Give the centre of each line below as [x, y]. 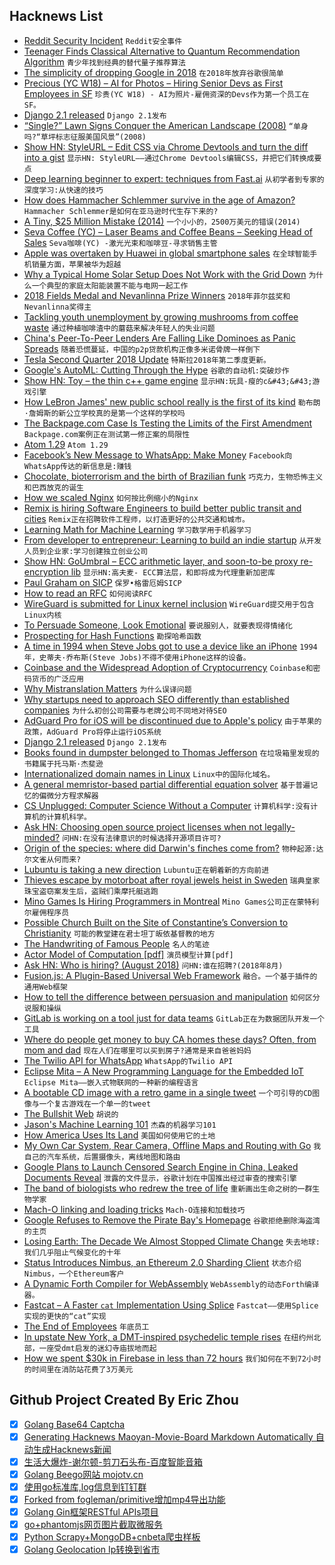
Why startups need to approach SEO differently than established [156, 699]
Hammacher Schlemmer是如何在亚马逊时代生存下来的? [121, 211]
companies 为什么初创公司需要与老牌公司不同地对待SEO [125, 710]
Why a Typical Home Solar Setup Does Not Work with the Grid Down [165, 274]
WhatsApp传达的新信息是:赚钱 [77, 466]
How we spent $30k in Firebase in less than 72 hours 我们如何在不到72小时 [172, 1358]
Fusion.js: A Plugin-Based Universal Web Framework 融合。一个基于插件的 [170, 975]
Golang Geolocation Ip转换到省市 [92, 1550]
